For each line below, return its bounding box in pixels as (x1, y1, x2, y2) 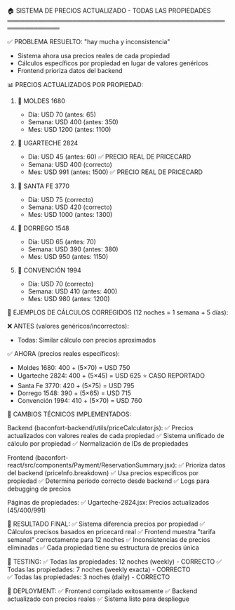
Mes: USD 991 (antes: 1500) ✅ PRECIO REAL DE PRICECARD (27, 168, 203, 176)
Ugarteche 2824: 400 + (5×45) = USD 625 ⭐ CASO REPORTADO (17, 371, 206, 380)
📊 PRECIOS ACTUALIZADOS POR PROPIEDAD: (7, 81, 144, 88)
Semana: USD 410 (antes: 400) (27, 287, 118, 296)
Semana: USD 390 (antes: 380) (27, 245, 119, 253)
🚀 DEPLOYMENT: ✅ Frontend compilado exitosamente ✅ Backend (7, 587, 198, 595)
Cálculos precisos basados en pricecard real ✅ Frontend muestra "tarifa (7, 528, 216, 536)
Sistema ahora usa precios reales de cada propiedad (17, 52, 170, 60)
